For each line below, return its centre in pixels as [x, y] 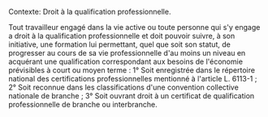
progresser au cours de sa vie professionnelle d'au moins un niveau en [127, 53]
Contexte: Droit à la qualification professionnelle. [90, 12]
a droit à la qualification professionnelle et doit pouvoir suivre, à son [122, 36]
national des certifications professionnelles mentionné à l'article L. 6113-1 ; [133, 79]
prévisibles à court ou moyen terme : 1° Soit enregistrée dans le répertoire [132, 70]
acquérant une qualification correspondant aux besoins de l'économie [126, 61]
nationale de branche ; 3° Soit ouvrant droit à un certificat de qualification [132, 96]
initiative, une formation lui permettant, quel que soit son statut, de [120, 44]
